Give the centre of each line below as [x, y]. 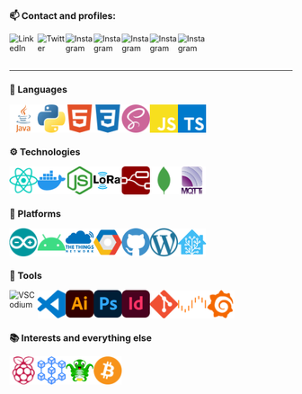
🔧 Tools [26, 276]
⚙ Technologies [45, 151]
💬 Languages [38, 90]
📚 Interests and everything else [81, 338]
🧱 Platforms [35, 213]
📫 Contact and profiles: [63, 15]
